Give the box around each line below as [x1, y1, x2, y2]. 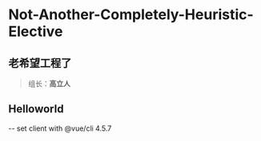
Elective [8, 22, 63, 41]
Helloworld [8, 102, 64, 116]
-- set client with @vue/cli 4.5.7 [8, 123, 112, 133]
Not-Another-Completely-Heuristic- [8, 6, 254, 24]
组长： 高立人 [27, 79, 70, 88]
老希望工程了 [8, 56, 72, 69]
